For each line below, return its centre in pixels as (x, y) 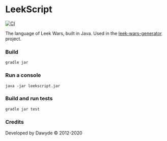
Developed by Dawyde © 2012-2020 (44, 133)
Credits (15, 122)
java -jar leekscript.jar (33, 86)
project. (13, 39)
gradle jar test (22, 109)
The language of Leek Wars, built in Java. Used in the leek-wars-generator (83, 33)
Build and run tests (29, 99)
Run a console (23, 75)
